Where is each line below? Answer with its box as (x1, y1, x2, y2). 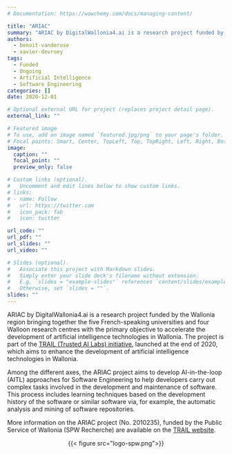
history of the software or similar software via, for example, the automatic (7, 397, 216, 405)
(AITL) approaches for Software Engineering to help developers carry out (7, 375, 215, 383)
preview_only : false (13, 164, 72, 171)
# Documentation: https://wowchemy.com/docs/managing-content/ (7, 10, 193, 17)
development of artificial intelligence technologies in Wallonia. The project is (7, 332, 224, 340)
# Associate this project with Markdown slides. (7, 265, 156, 272)
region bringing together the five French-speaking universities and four (7, 317, 209, 326)
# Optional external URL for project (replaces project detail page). (7, 106, 215, 113)
